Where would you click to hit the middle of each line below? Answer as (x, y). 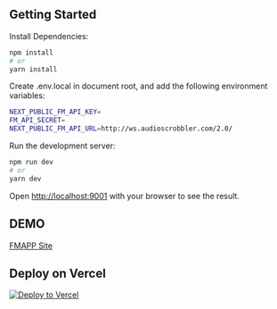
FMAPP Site (31, 246)
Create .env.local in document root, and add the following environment (138, 86)
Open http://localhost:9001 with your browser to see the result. (125, 196)
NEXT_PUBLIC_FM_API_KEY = (55, 112)
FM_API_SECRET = (37, 121)
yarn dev (25, 179)
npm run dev (31, 163)
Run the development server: (62, 146)
